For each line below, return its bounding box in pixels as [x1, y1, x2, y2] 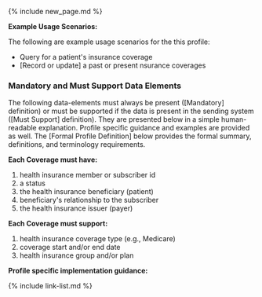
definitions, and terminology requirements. [8, 140, 146, 149]
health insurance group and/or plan [19, 251, 134, 260]
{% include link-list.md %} [8, 281, 93, 291]
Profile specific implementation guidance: [8, 266, 148, 276]
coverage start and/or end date [19, 243, 121, 252]
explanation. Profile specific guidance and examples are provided [38, 123, 250, 133]
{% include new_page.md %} [8, 7, 103, 16]
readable [8, 123, 37, 133]
